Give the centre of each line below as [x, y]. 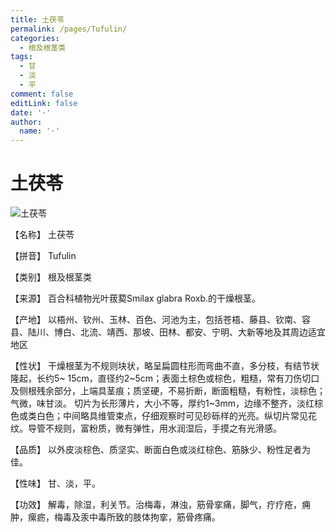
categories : [35, 38]
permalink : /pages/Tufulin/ [69, 29]
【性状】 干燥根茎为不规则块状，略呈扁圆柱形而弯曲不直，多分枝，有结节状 [165, 366]
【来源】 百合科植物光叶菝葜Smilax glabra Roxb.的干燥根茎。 [136, 298]
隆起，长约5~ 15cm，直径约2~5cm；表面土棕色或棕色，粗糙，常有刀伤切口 [165, 378]
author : [26, 122]
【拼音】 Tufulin [43, 256]
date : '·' [31, 112]
